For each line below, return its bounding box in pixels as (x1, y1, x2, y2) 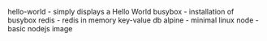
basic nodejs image (7, 24, 73, 33)
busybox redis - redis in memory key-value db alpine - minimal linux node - (7, 15, 259, 25)
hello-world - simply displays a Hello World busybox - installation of (7, 7, 235, 16)
